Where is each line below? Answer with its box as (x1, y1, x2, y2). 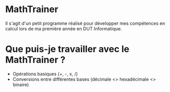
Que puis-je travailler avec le (5, 43, 130, 55)
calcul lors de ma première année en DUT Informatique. (5, 25, 123, 31)
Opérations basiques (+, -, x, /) (12, 71, 78, 77)
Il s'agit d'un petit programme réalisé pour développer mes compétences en (5, 20, 165, 26)
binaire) (12, 81, 29, 87)
